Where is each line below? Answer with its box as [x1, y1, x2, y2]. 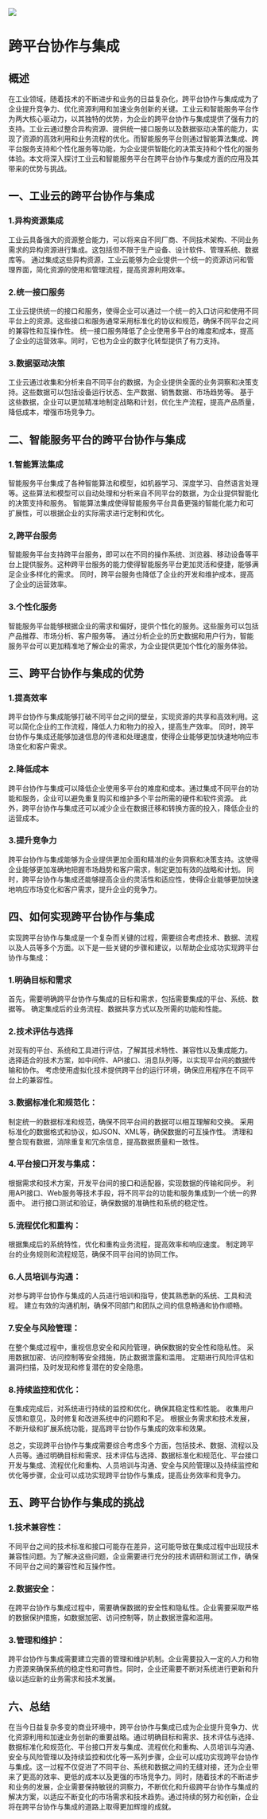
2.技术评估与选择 [8, 1026, 74, 1037]
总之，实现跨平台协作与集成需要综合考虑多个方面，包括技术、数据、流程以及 [8, 1441, 259, 1450]
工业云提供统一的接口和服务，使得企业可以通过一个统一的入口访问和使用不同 [8, 306, 259, 315]
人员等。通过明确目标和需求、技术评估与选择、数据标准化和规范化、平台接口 [8, 1450, 259, 1461]
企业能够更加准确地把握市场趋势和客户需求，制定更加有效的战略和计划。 [8, 864, 245, 874]
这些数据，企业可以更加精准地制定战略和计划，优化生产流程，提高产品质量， [8, 397, 259, 407]
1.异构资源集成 [8, 215, 64, 226]
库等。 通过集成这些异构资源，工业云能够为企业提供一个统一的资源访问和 [8, 255, 247, 264]
